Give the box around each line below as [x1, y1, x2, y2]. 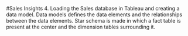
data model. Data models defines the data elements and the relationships [6, 11, 183, 18]
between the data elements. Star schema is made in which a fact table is [6, 17, 181, 24]
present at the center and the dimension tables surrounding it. [6, 23, 156, 30]
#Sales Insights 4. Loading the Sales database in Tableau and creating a [6, 5, 180, 12]
